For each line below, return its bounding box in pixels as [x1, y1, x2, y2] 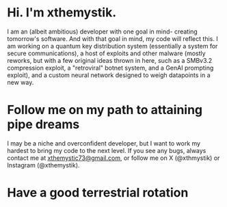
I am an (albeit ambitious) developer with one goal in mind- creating [7, 27, 198, 36]
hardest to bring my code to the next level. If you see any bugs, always [7, 146, 206, 154]
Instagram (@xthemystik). [7, 161, 80, 169]
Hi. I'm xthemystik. [7, 5, 117, 20]
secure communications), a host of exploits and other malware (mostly [7, 49, 206, 57]
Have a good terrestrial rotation [7, 185, 189, 201]
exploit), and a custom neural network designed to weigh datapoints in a [7, 70, 211, 79]
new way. [7, 78, 34, 86]
